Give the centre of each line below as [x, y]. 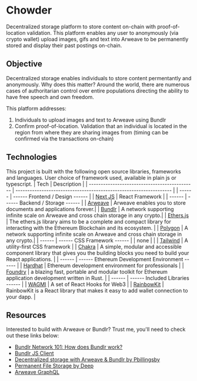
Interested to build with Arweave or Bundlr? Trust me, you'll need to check [96, 329]
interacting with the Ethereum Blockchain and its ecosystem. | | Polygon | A [97, 228]
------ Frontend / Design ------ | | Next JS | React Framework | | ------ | [100, 196]
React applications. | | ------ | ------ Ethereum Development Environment [95, 259]
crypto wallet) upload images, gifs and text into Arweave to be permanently [97, 39]
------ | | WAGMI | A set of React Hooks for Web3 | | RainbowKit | [85, 284]
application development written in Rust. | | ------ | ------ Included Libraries [98, 278]
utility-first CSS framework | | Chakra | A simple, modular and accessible [94, 247]
